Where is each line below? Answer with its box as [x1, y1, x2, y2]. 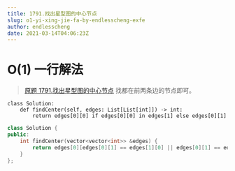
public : [7, 131, 30, 138]
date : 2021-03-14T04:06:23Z [7, 29, 90, 37]
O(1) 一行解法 [7, 62, 84, 77]
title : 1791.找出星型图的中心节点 [7, 10, 97, 17]
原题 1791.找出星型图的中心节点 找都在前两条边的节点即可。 [24, 87, 196, 95]
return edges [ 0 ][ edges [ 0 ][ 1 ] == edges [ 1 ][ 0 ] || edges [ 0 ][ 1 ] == [32, 144, 221, 151]
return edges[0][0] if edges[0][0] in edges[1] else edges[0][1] [32, 112, 227, 119]
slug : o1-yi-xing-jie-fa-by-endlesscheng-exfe [7, 17, 145, 24]
